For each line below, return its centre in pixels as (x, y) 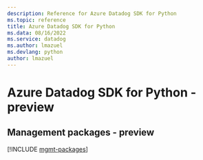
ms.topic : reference (37, 20)
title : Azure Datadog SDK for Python (61, 26)
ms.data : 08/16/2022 (37, 33)
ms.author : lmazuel (35, 46)
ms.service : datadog (37, 39)
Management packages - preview (81, 133)
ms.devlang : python (35, 52)
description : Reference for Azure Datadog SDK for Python (92, 13)
